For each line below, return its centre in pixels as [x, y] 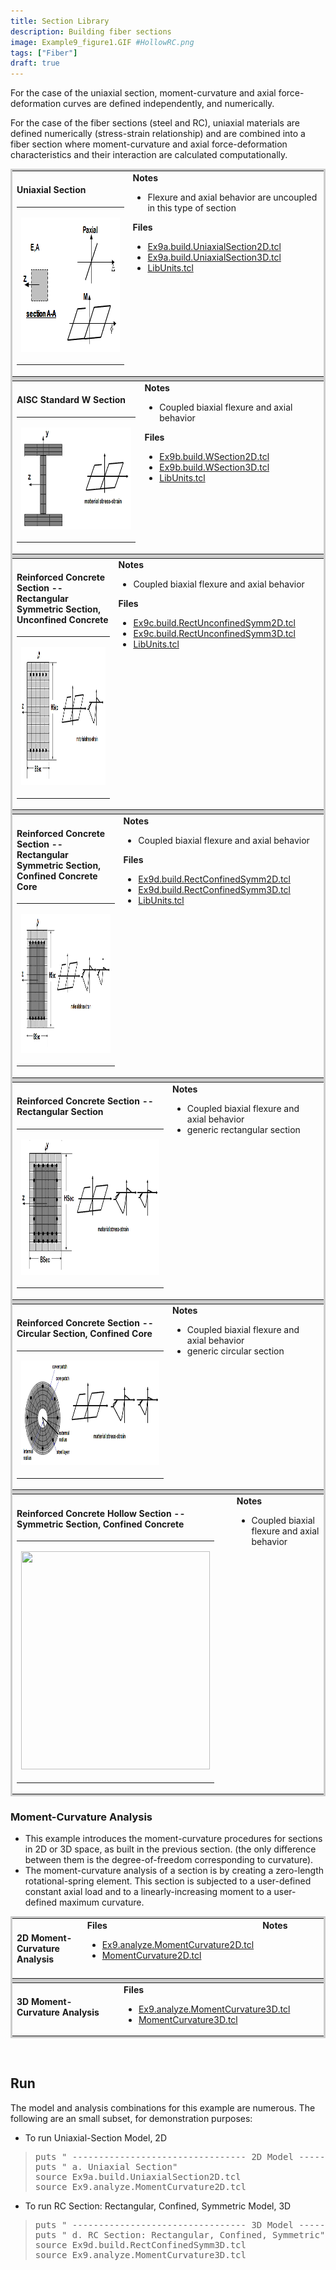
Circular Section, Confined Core [84, 1333]
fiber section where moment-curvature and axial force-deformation [149, 144]
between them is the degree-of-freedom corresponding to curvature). [169, 1860]
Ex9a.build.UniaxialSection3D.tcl [214, 257]
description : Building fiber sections [91, 31]
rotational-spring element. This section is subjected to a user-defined [168, 1881]
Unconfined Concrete [62, 619]
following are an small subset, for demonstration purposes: [131, 2118]
